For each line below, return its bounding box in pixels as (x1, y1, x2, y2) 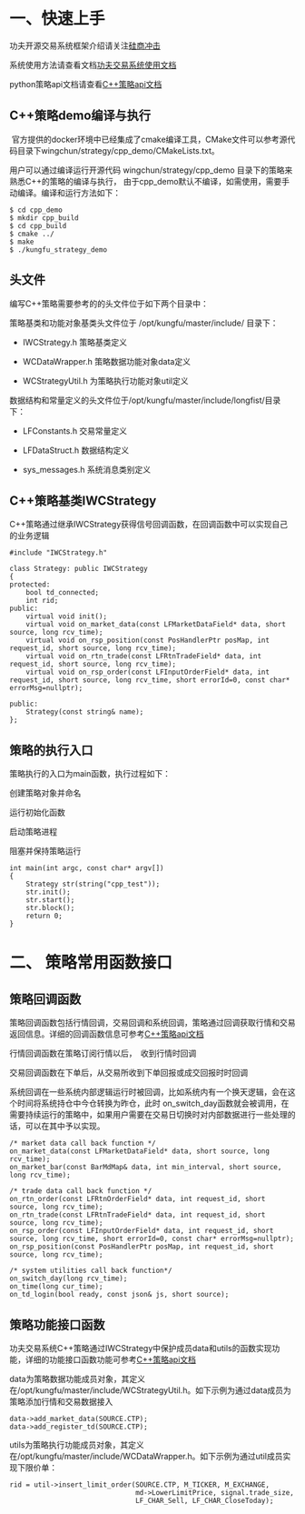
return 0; (25, 911, 64, 921)
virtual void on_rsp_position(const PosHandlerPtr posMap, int (25, 636, 271, 646)
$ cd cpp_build (9, 221, 67, 230)
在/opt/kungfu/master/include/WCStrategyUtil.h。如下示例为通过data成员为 (9, 1385, 292, 1396)
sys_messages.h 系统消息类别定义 (22, 464, 152, 475)
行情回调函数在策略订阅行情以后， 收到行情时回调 (9, 1048, 197, 1059)
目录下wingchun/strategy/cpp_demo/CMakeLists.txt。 (16, 145, 220, 155)
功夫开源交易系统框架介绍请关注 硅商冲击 (9, 40, 161, 51)
